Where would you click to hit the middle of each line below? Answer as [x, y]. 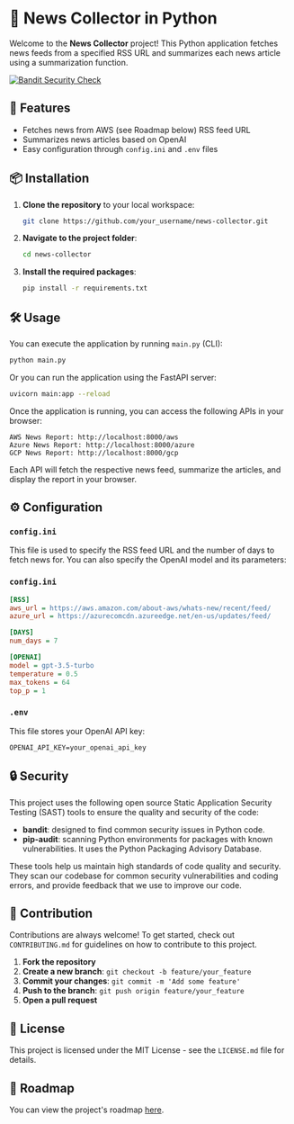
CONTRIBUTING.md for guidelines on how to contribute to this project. [134, 945]
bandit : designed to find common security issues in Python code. [143, 829]
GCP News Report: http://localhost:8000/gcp [94, 453]
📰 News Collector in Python [113, 18]
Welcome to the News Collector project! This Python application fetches [144, 43]
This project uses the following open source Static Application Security [141, 802]
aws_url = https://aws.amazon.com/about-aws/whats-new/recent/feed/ [140, 608]
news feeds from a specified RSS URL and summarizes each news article [145, 52]
